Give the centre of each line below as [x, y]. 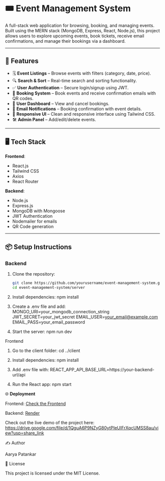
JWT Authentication [32, 216]
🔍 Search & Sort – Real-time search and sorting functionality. [74, 80]
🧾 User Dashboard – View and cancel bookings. [61, 103]
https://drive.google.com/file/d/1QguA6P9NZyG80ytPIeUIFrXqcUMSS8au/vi [82, 428]
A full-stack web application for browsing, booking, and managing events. [80, 25]
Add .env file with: [30, 369]
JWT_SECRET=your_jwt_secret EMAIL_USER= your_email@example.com [85, 317]
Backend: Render [23, 413]
